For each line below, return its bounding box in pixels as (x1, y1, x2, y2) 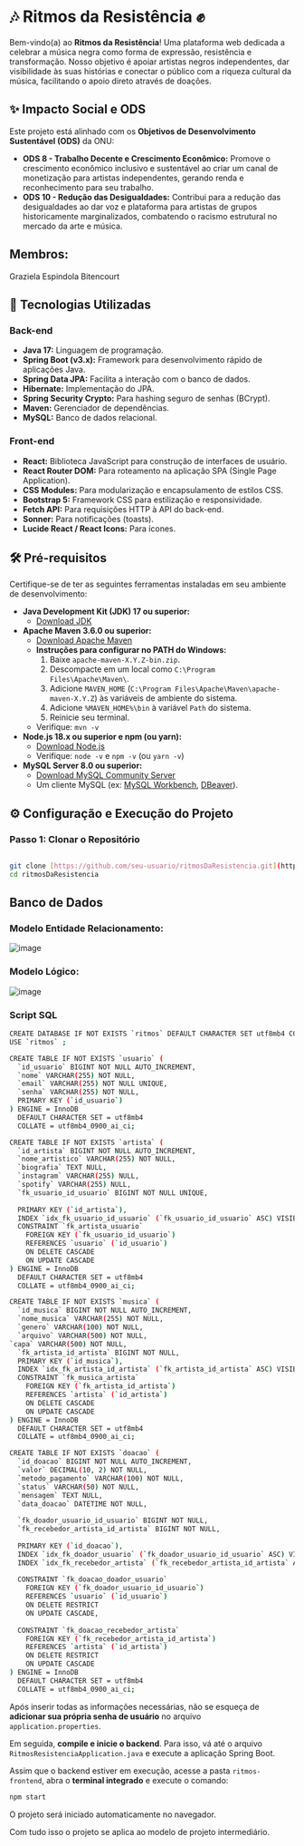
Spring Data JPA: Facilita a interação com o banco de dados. (22, 374, 251, 384)
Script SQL (9, 1008, 58, 1021)
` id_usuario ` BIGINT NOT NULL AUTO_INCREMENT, (17, 1063, 196, 1072)
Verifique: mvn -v (35, 722, 100, 733)
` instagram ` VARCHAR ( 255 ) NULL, (17, 1171, 140, 1180)
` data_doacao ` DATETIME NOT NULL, (17, 1499, 147, 1509)
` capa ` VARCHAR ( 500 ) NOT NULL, (9, 1339, 128, 1348)
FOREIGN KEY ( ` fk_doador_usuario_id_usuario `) (25, 1584, 204, 1593)
